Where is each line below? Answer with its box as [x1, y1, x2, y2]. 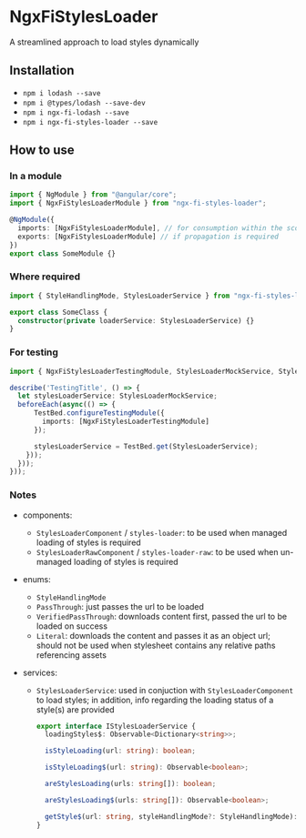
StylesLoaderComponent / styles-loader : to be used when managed [36, 527, 288, 538]
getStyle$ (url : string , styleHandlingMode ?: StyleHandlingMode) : [44, 812, 298, 821]
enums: [22, 573, 52, 584]
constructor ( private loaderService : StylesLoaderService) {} [17, 316, 255, 325]
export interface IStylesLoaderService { [36, 722, 196, 731]
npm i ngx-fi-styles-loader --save [22, 117, 158, 126]
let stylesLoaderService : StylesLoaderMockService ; [17, 391, 219, 401]
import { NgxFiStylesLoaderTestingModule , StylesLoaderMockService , [9, 367, 275, 376]
